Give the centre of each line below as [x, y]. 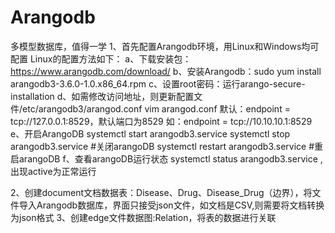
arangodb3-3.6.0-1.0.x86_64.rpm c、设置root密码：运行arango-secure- [158, 83]
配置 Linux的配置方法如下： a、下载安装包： [101, 58]
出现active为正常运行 [53, 171]
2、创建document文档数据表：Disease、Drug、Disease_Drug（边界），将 [161, 192]
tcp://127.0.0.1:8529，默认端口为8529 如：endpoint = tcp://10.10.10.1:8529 [161, 121]
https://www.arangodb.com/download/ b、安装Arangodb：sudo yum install [166, 71]
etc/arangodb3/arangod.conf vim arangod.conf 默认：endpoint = [156, 108]
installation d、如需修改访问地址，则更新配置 [102, 96]
